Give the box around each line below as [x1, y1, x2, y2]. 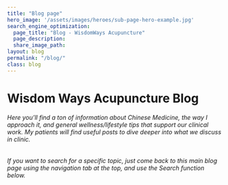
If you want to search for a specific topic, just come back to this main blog [7, 157, 218, 165]
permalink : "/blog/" [7, 55, 66, 62]
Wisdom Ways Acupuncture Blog [7, 90, 199, 106]
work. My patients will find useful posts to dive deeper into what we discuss [7, 128, 222, 136]
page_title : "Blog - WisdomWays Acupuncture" [13, 29, 146, 36]
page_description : [13, 36, 66, 42]
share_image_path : [13, 42, 66, 49]
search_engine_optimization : [7, 23, 90, 29]
